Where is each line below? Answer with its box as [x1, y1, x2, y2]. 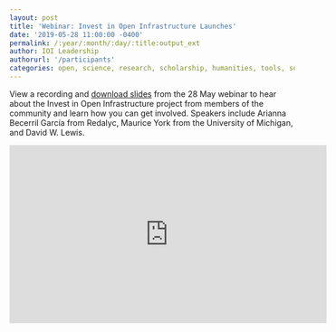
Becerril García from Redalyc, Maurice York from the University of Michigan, [9, 117, 293, 128]
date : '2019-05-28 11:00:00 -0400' [9, 30, 144, 39]
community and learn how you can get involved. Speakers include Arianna [9, 108, 287, 119]
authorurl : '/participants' [9, 55, 116, 64]
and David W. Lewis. [9, 127, 85, 138]
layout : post [9, 13, 59, 23]
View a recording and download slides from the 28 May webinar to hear [9, 88, 277, 100]
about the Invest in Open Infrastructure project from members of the [9, 98, 264, 109]
